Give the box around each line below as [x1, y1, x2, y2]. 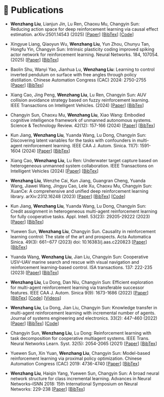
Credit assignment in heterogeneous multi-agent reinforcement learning [10, 208, 158, 214]
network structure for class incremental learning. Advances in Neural [10, 375, 152, 381]
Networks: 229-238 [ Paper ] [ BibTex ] [10, 386, 85, 392]
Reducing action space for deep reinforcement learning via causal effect [10, 26, 159, 32]
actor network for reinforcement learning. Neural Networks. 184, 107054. [10, 52, 159, 57]
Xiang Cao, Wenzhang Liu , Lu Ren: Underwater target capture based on [10, 157, 158, 163]
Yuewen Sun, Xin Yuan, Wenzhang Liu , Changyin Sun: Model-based [10, 350, 151, 356]
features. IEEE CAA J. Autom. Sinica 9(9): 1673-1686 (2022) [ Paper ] [10, 289, 149, 295]
